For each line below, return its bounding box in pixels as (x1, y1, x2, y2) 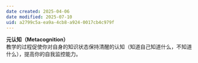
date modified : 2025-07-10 (6, 14, 72, 20)
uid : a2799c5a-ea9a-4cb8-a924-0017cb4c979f (6, 19, 115, 25)
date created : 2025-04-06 (6, 8, 70, 15)
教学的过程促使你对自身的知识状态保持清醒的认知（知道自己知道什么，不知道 (6, 43, 192, 50)
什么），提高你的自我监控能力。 (6, 51, 81, 58)
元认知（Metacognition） (6, 36, 69, 43)
